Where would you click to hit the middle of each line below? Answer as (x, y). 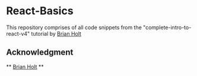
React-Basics (40, 11)
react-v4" (18, 33)
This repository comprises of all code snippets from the (74, 27)
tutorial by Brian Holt (56, 33)
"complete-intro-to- (167, 27)
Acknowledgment (40, 53)
